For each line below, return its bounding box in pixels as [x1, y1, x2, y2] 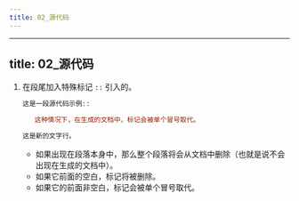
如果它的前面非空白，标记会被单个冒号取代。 [35, 182, 200, 193]
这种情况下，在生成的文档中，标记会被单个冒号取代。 [34, 116, 200, 125]
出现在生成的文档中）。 [35, 160, 118, 171]
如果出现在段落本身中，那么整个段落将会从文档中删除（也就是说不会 [35, 149, 286, 160]
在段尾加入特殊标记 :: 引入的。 [21, 82, 136, 92]
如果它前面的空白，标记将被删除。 [35, 171, 161, 182]
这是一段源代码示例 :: [21, 100, 91, 109]
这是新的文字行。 [21, 132, 76, 141]
